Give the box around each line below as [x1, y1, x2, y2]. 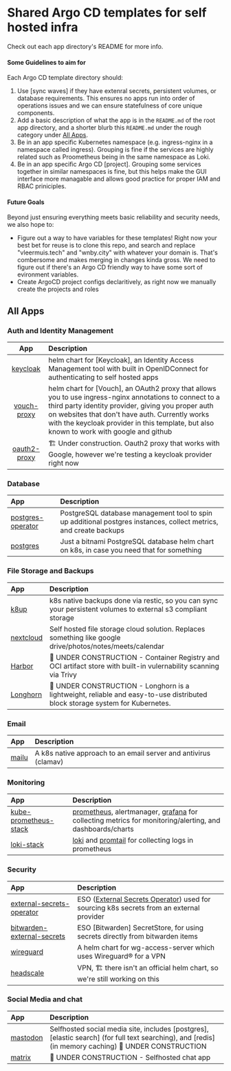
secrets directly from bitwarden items [76, 931, 198, 941]
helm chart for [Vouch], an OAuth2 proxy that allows [47, 384, 217, 394]
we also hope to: [7, 221, 54, 229]
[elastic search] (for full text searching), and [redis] [49, 1032, 215, 1042]
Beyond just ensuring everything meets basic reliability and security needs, [7, 213, 220, 221]
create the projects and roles [16, 285, 99, 294]
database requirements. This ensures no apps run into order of [16, 94, 195, 103]
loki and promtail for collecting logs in [71, 836, 194, 845]
